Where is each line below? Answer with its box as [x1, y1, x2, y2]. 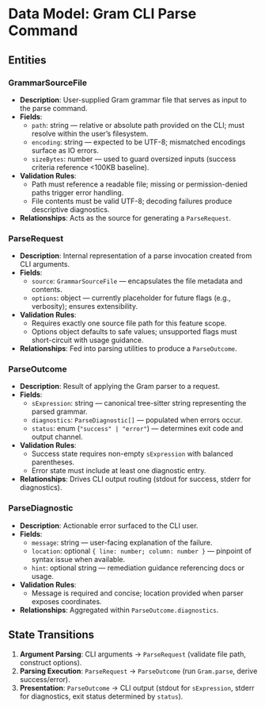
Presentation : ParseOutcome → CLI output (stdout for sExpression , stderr [19, 683, 255, 692]
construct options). [19, 657, 82, 667]
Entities [8, 53, 47, 67]
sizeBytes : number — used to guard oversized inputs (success [31, 154, 237, 164]
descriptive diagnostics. [31, 204, 110, 214]
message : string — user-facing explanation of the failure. [31, 538, 213, 547]
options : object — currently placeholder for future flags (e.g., [31, 293, 231, 302]
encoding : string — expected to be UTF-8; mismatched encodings [31, 137, 246, 147]
